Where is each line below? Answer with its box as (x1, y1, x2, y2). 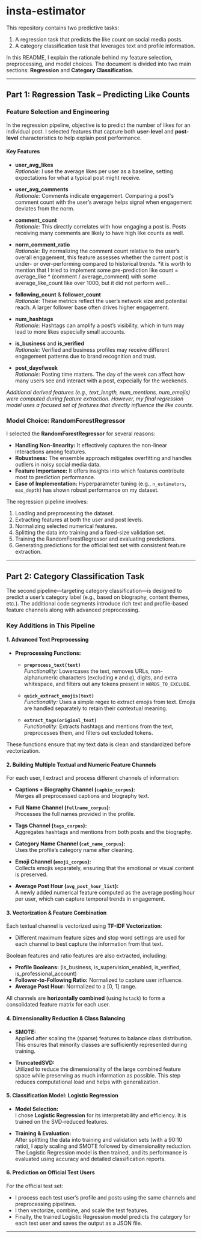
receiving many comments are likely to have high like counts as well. (14, 229, 185, 236)
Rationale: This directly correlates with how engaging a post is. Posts (14, 222, 186, 230)
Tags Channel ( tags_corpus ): (14, 822, 87, 829)
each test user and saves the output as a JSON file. (14, 1219, 142, 1227)
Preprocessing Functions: (14, 649, 81, 657)
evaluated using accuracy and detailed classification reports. (14, 1155, 167, 1162)
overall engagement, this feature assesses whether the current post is (14, 254, 189, 261)
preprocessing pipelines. (14, 1201, 77, 1208)
